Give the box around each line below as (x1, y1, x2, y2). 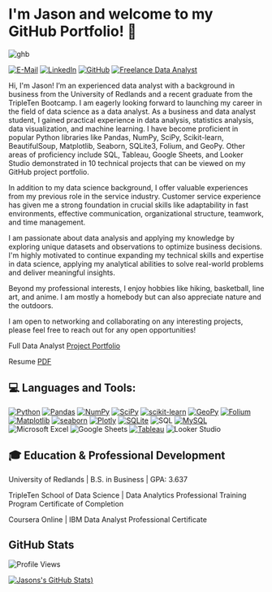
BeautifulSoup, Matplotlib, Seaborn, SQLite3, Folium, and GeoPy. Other (8, 141, 245, 150)
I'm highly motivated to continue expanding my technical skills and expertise (8, 250, 264, 260)
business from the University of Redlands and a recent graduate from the (8, 89, 253, 98)
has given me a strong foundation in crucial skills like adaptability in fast (8, 200, 249, 210)
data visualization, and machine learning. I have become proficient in (8, 124, 239, 133)
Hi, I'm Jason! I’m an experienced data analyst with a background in (8, 81, 235, 90)
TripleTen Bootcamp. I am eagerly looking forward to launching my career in (8, 98, 262, 107)
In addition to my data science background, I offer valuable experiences (8, 182, 248, 192)
